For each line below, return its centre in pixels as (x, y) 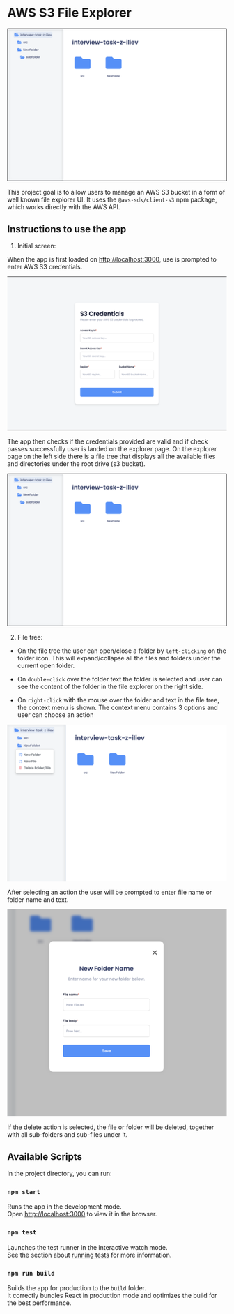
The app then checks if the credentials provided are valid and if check (108, 441)
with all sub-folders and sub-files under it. (68, 1135)
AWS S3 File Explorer (70, 13)
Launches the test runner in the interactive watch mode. (88, 1247)
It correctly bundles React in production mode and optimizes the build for (112, 1296)
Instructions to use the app (67, 229)
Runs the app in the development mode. (64, 1207)
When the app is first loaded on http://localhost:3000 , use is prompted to (112, 259)
